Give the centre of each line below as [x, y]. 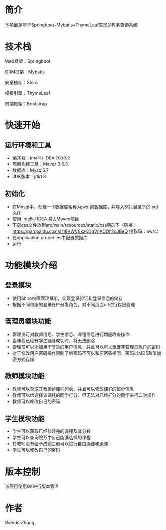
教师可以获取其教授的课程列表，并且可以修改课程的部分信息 [73, 389]
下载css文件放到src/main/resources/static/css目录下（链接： [75, 225]
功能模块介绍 [31, 265]
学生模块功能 [25, 418]
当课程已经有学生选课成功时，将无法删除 [54, 340]
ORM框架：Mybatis [25, 72]
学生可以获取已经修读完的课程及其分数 [51, 431]
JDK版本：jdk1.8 [29, 176]
